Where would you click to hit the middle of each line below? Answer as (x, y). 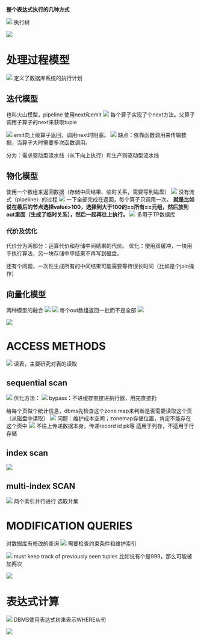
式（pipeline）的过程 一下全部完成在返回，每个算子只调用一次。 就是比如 (100, 199)
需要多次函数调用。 (67, 142)
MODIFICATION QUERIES (70, 526)
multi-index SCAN (41, 486)
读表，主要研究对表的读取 (45, 364)
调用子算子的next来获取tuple (42, 122)
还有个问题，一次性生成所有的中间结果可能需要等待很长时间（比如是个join (98, 266)
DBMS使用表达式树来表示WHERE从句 (60, 619)
